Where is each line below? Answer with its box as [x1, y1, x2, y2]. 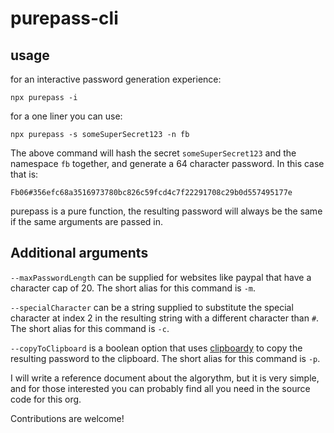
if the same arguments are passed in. [10, 216, 164, 227]
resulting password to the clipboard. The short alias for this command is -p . [10, 352, 321, 364]
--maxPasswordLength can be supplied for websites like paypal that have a [10, 271, 312, 283]
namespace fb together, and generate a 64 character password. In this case [10, 158, 325, 169]
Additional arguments [10, 245, 149, 262]
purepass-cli [10, 7, 119, 30]
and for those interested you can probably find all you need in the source [10, 382, 311, 394]
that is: [10, 168, 39, 180]
